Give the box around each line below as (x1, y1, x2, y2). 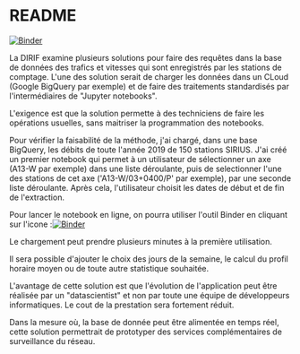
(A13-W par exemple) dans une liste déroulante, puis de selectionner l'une (9, 163, 282, 174)
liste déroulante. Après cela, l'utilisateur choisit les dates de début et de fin (9, 182, 285, 193)
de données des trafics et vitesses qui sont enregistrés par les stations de (9, 62, 282, 73)
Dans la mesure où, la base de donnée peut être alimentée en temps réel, (9, 316, 279, 327)
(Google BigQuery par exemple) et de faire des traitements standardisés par (9, 81, 289, 91)
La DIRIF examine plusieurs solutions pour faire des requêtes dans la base (9, 52, 282, 63)
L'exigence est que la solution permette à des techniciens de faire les (9, 108, 265, 118)
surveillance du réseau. (9, 335, 96, 346)
